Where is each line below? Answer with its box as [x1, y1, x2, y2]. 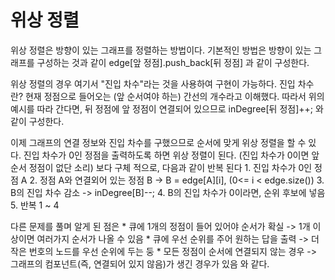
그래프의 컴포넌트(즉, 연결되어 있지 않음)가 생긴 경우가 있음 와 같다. [10, 257, 270, 270]
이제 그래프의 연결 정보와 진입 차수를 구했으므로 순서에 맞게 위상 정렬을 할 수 [10, 136, 307, 148]
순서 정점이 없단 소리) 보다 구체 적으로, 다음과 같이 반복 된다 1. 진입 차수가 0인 [10, 161, 313, 173]
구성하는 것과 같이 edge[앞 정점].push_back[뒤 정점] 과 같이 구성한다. [36, 56, 310, 68]
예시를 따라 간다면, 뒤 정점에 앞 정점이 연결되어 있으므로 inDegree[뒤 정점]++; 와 [10, 102, 324, 115]
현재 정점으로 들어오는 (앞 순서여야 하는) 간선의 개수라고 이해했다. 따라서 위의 [24, 90, 325, 102]
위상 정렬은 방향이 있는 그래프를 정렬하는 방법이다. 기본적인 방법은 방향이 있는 [10, 44, 312, 56]
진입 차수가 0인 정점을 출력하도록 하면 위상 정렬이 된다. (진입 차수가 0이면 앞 [23, 149, 320, 161]
